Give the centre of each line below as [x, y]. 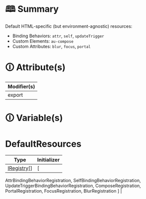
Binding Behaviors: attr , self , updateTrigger [58, 36]
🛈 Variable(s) [34, 118]
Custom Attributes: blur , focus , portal [52, 46]
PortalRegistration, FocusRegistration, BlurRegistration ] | [64, 191]
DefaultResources [43, 144]
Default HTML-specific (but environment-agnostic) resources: [69, 26]
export [15, 95]
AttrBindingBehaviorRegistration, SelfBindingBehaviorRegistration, [73, 180]
